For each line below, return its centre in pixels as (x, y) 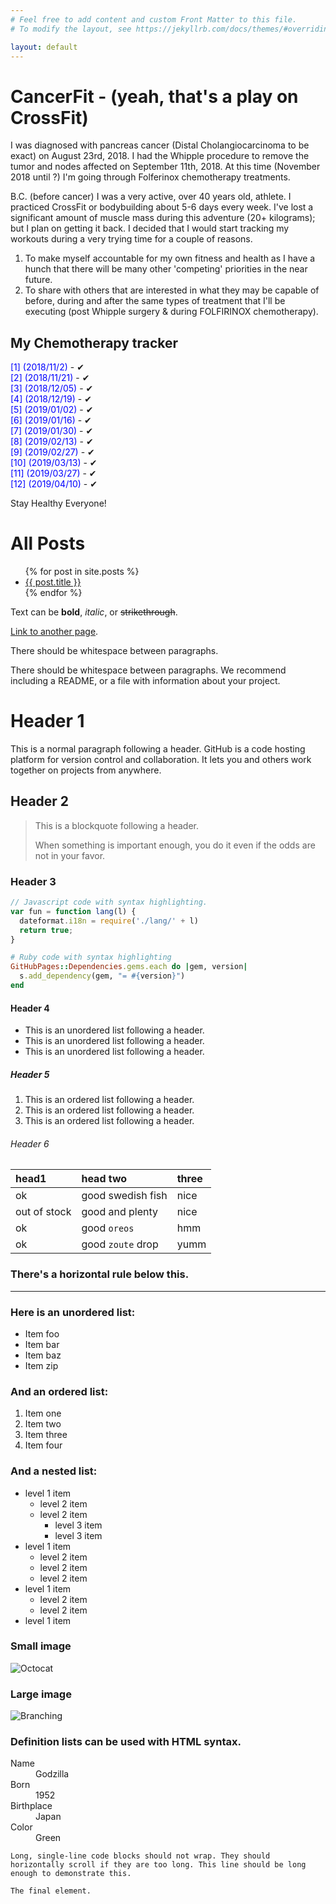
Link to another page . (54, 632)
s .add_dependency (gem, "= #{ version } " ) (102, 976)
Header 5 (30, 1074)
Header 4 (30, 1008)
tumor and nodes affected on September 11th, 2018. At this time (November (165, 167)
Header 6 (30, 1143)
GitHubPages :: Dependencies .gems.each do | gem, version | (129, 967)
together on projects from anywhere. (86, 770)
